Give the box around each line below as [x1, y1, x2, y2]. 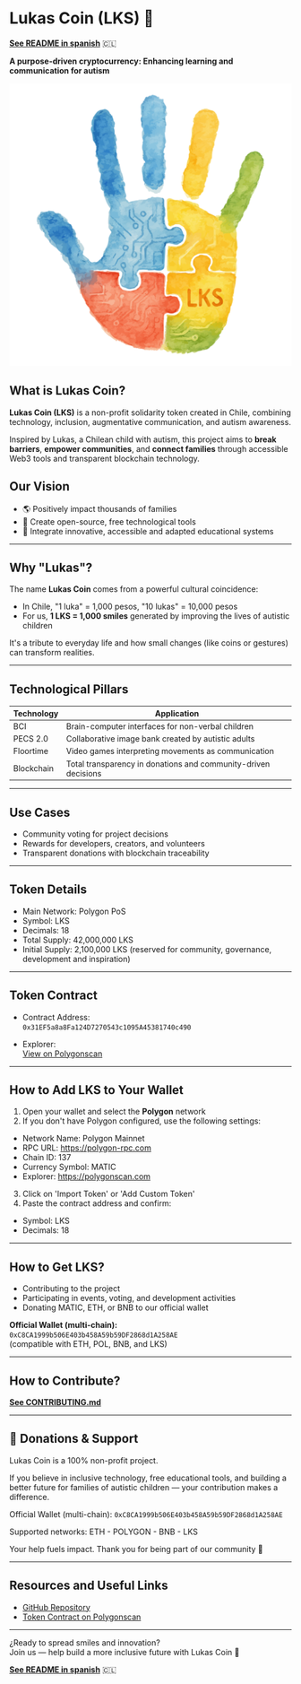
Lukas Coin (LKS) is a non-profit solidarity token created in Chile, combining [9, 407, 291, 418]
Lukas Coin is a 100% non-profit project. [9, 1454, 159, 1465]
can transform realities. [9, 647, 95, 658]
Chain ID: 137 [21, 1152, 72, 1163]
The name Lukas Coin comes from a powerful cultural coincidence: [9, 584, 259, 595]
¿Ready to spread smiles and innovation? [9, 1636, 161, 1648]
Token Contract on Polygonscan [21, 1611, 142, 1622]
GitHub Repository [21, 1602, 91, 1612]
